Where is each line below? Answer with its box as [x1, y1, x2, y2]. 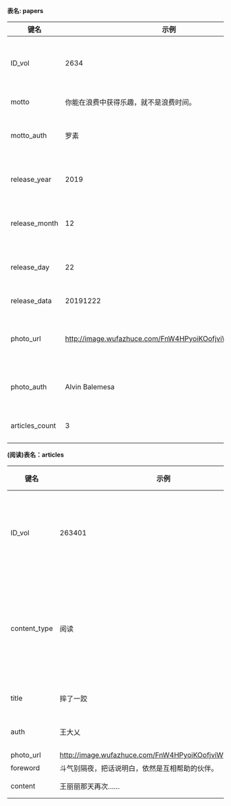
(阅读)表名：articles [7, 451, 64, 459]
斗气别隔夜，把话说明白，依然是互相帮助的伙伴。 [59, 764, 219, 773]
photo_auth [10, 382, 47, 391]
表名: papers [7, 7, 43, 14]
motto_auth [10, 131, 47, 140]
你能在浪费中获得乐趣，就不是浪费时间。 [65, 98, 196, 107]
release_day [10, 262, 50, 271]
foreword [10, 763, 40, 772]
